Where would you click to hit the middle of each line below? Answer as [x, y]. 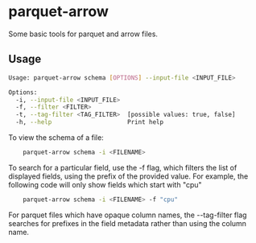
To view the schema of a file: [56, 138]
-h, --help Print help [89, 122]
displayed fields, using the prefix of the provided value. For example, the [128, 176]
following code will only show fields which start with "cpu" [105, 184]
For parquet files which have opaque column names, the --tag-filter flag [128, 215]
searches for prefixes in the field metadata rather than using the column [128, 223]
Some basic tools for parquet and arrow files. [83, 34]
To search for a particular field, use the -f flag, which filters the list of [123, 167]
